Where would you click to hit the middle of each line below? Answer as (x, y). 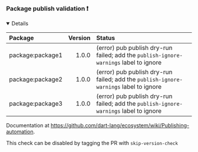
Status (106, 38)
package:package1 (36, 55)
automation (20, 132)
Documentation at (28, 126)
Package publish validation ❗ (47, 8)
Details (20, 23)
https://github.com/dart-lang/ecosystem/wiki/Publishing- (120, 126)
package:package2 (36, 79)
